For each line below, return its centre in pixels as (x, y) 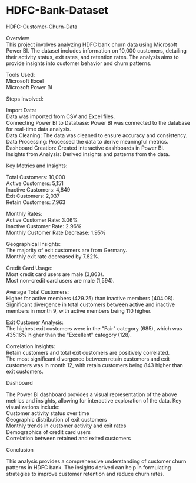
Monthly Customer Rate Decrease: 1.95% (56, 232)
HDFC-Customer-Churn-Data (42, 27)
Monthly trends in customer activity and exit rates (66, 426)
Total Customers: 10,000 (36, 177)
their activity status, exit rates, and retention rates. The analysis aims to (92, 57)
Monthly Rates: (24, 213)
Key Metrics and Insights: (37, 166)
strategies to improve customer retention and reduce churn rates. (85, 474)
